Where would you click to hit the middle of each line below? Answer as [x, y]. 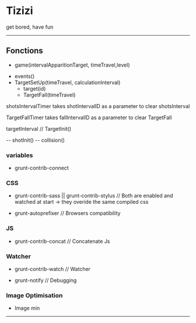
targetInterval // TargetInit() [39, 128]
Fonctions [25, 51]
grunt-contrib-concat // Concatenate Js [62, 241]
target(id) [34, 88]
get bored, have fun [30, 27]
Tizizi [20, 11]
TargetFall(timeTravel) [49, 95]
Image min [27, 308]
